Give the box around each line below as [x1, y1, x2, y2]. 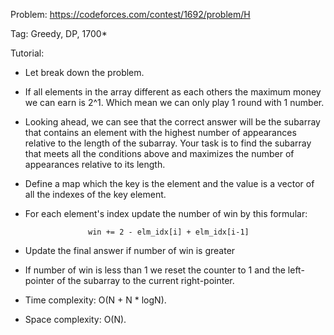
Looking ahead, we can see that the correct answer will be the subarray [24, 116, 321, 128]
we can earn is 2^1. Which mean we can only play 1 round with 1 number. [24, 97, 325, 108]
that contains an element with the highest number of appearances [24, 127, 297, 138]
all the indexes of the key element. [24, 189, 167, 200]
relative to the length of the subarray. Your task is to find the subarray [24, 137, 312, 149]
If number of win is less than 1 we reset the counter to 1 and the [24, 264, 286, 276]
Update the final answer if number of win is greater [24, 245, 236, 256]
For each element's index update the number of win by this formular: [24, 208, 308, 219]
